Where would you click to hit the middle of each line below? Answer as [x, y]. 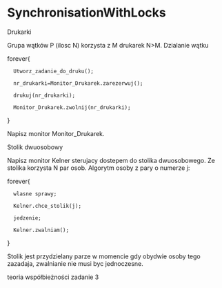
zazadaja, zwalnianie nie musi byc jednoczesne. [75, 263]
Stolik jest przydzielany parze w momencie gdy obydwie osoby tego [104, 256]
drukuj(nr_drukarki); [44, 95]
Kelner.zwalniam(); [41, 230]
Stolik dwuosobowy [35, 147]
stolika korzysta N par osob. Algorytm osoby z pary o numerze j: [99, 168]
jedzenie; [27, 218]
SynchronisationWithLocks [87, 13]
